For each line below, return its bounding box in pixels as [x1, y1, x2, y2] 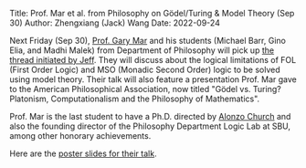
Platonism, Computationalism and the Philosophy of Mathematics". [9, 93, 260, 104]
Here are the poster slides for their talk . [9, 148, 157, 159]
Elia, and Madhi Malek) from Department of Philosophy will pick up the [9, 45, 275, 56]
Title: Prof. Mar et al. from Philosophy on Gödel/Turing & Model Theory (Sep [9, 8, 295, 18]
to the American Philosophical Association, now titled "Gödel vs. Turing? [9, 84, 281, 94]
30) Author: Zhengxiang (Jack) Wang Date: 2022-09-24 [9, 17, 221, 28]
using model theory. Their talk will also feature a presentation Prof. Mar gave [9, 74, 297, 85]
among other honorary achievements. [9, 131, 152, 141]
